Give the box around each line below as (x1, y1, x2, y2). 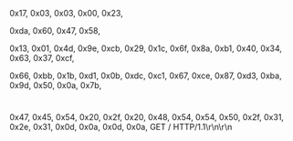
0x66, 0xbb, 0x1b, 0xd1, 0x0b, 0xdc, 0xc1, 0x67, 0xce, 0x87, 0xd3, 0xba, (9, 70, 282, 81)
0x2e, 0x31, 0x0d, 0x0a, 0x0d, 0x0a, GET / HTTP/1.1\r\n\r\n (9, 122, 233, 133)
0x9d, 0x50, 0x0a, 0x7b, (9, 80, 102, 90)
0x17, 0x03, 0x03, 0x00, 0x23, (9, 8, 123, 18)
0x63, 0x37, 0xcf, (9, 53, 75, 63)
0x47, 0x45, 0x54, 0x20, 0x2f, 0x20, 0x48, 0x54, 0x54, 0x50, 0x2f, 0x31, (9, 112, 285, 123)
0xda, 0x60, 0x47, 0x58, (9, 25, 100, 35)
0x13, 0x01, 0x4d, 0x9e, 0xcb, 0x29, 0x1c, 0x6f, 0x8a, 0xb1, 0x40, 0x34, (9, 43, 283, 54)
